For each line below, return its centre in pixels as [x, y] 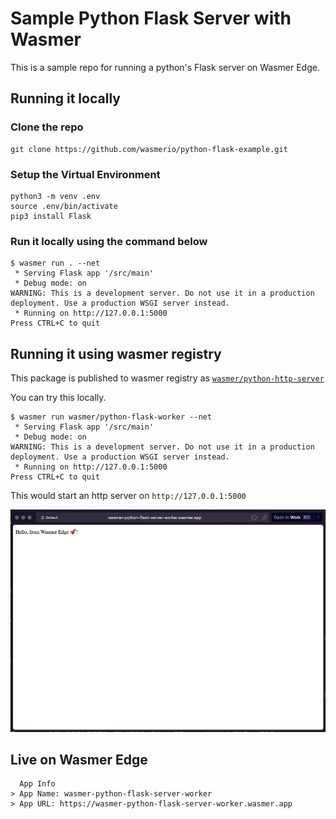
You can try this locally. [58, 398]
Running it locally [65, 98]
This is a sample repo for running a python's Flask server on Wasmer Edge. [165, 67]
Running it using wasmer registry [116, 353]
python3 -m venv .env [55, 196]
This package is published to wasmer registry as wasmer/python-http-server [167, 378]
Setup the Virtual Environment [85, 174]
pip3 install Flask [51, 216]
